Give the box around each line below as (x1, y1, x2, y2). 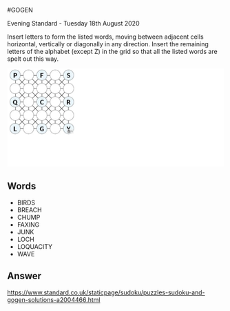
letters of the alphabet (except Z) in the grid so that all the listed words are (7, 48, 218, 55)
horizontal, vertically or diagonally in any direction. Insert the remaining (7, 40, 209, 48)
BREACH (17, 206, 43, 214)
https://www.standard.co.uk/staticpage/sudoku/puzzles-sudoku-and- (7, 288, 205, 296)
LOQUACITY (17, 243, 53, 251)
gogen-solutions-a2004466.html (7, 296, 101, 304)
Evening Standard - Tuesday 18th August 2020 (7, 19, 140, 27)
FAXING (17, 220, 40, 229)
